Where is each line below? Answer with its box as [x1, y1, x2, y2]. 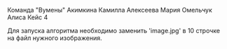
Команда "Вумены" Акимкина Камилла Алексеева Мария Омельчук [7, 6, 212, 14]
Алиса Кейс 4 [7, 13, 48, 21]
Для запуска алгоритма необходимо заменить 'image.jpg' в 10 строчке [7, 27, 221, 35]
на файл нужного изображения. [7, 34, 102, 42]
